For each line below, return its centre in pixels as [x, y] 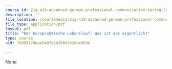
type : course [19, 39]
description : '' [23, 15]
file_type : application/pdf [35, 24]
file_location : [21, 19]
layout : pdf [18, 29]
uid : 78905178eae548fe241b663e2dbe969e [48, 43]
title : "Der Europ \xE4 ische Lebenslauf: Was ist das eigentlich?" [78, 33]
